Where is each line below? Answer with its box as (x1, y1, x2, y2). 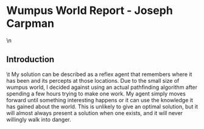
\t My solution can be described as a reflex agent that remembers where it (6, 71, 192, 78)
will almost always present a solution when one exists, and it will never (6, 109, 183, 116)
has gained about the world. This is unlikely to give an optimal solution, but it (6, 103, 199, 110)
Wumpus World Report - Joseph (6, 4, 174, 18)
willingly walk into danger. (6, 116, 71, 123)
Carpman (6, 16, 55, 30)
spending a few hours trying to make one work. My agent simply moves (6, 89, 186, 97)
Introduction (6, 54, 55, 64)
